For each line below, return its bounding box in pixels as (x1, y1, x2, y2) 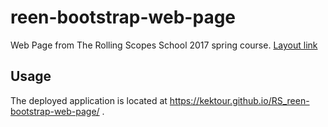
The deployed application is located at (10, 94, 168, 106)
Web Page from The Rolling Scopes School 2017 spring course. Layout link (10, 39, 318, 51)
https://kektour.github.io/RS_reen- (169, 94, 310, 106)
